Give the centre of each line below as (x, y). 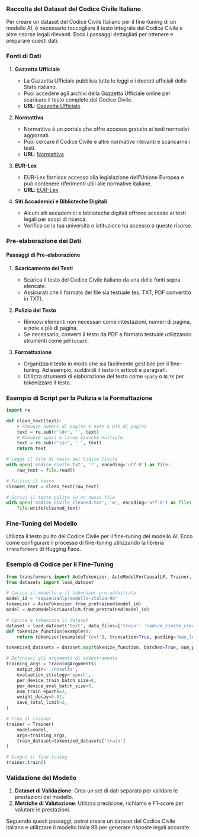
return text (31, 448)
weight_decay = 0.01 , (41, 697)
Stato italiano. (40, 87)
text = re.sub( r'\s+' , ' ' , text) (59, 443)
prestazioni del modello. (44, 797)
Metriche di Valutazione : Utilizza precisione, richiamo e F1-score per (99, 803)
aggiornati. (37, 135)
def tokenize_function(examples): (49, 631)
